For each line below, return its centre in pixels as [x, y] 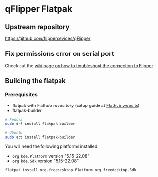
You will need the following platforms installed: [52, 146]
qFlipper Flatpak [39, 9]
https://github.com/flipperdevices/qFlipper [48, 38]
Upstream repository [37, 27]
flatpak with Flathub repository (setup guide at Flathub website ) [76, 105]
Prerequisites [21, 95]
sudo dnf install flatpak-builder [40, 124]
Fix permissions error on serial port [60, 54]
